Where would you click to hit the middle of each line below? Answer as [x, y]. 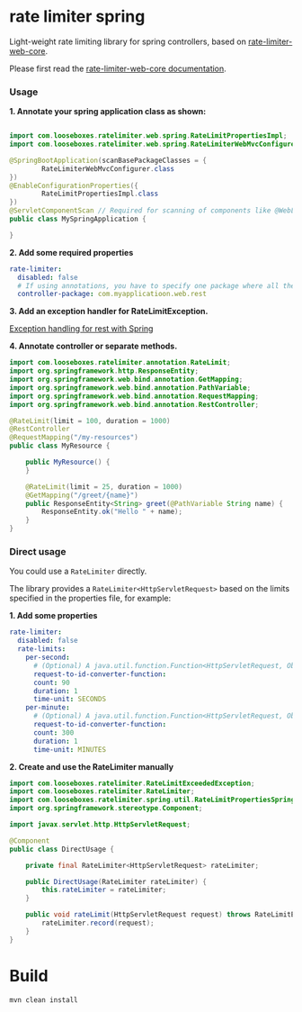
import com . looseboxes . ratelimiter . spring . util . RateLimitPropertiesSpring [152, 800]
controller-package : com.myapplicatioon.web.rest [112, 294]
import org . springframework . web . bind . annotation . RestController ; [134, 404]
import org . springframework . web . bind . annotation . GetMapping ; [126, 380]
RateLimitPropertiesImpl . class [100, 194]
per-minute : [48, 708]
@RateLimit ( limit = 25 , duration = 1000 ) [104, 487]
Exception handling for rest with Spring [81, 329]
